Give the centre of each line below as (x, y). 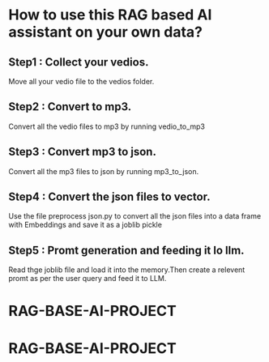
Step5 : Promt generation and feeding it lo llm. (126, 250)
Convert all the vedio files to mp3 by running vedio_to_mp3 (107, 126)
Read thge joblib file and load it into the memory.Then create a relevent (127, 270)
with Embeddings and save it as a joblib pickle (85, 225)
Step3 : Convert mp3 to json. (82, 152)
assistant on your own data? (105, 32)
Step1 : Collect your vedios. (79, 62)
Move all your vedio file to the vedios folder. (81, 81)
